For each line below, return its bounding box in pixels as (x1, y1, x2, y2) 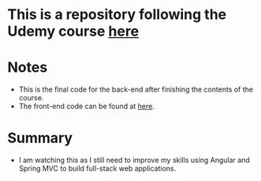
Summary (7, 129, 73, 147)
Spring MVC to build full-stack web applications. (18, 164, 177, 173)
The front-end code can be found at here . (18, 101, 155, 111)
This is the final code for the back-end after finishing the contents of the (18, 85, 254, 94)
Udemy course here (7, 22, 140, 40)
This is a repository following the (7, 6, 227, 24)
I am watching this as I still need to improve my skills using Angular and (18, 156, 250, 165)
